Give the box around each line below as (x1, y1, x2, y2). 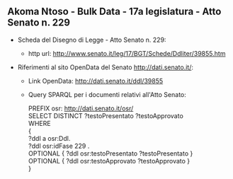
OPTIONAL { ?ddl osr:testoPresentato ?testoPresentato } (28, 149, 193, 158)
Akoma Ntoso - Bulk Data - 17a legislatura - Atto (7, 6, 222, 18)
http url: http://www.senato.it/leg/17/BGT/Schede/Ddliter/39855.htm (28, 49, 226, 57)
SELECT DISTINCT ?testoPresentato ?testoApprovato (28, 111, 184, 120)
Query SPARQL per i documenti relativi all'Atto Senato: (28, 90, 186, 98)
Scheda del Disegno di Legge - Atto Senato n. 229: (17, 35, 166, 44)
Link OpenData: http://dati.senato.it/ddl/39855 (28, 76, 164, 85)
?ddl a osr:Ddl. (28, 134, 71, 142)
